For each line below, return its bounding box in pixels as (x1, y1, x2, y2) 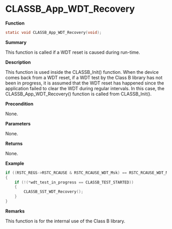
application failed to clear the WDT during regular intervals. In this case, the (5, 85, 165, 91)
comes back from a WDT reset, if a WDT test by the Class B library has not (5, 74, 163, 80)
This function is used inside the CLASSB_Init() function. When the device (5, 69, 159, 75)
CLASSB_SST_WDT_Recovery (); (24, 189, 83, 195)
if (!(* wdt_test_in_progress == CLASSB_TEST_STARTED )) (14, 180, 134, 185)
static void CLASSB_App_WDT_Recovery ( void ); (5, 30, 102, 35)
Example (5, 160, 25, 166)
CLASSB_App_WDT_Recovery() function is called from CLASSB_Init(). (5, 91, 152, 97)
